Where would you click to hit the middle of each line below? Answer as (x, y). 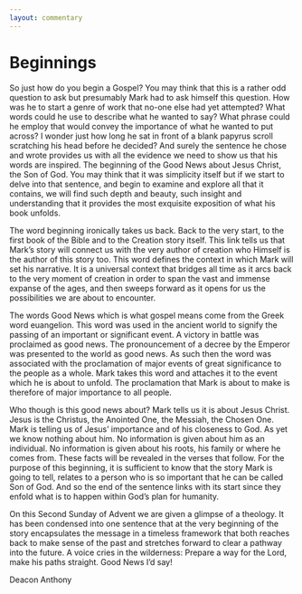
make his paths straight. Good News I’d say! (91, 561)
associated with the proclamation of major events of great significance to (146, 363)
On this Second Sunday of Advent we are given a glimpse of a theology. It (147, 513)
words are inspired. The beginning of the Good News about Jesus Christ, (146, 165)
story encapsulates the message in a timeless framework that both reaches (150, 533)
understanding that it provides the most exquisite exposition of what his (142, 203)
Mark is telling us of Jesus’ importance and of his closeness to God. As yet (148, 429)
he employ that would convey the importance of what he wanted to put (142, 126)
